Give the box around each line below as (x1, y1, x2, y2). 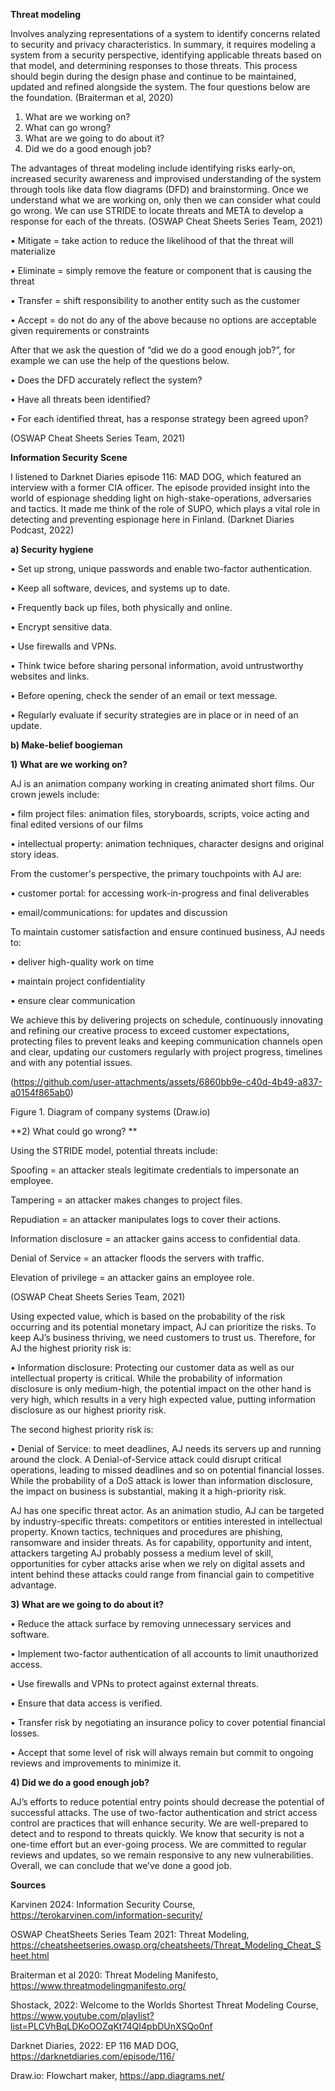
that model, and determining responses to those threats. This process (10, 60, 298, 71)
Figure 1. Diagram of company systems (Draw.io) (10, 1106, 211, 1118)
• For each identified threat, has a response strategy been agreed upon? (10, 413, 309, 424)
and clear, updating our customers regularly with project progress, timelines (10, 1046, 323, 1058)
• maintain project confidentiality (10, 975, 146, 987)
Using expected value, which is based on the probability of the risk (10, 1310, 286, 1322)
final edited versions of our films (10, 819, 144, 830)
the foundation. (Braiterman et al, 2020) (10, 92, 174, 103)
